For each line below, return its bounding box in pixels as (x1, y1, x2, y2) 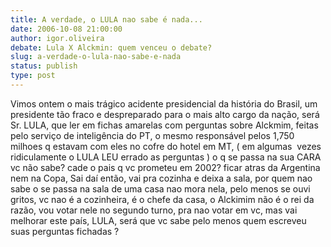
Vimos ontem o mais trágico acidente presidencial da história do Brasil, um (10, 97, 318, 110)
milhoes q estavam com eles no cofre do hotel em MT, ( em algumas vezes (10, 140, 322, 152)
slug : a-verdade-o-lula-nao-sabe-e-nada (10, 52, 182, 62)
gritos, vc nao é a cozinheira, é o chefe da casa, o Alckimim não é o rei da (10, 193, 315, 205)
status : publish (10, 61, 78, 71)
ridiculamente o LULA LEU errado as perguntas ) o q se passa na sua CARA (10, 151, 322, 163)
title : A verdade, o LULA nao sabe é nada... (10, 14, 203, 25)
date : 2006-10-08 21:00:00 (10, 24, 123, 34)
